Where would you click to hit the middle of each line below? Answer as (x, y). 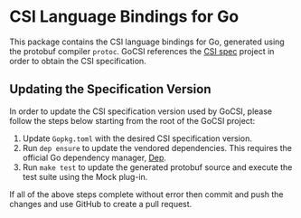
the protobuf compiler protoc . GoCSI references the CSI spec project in (142, 51)
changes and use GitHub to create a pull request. (101, 204)
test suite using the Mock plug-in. (85, 176)
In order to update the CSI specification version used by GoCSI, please (141, 111)
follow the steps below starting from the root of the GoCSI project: (132, 120)
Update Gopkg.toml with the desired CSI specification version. (137, 138)
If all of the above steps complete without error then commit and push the (146, 194)
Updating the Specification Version (110, 89)
